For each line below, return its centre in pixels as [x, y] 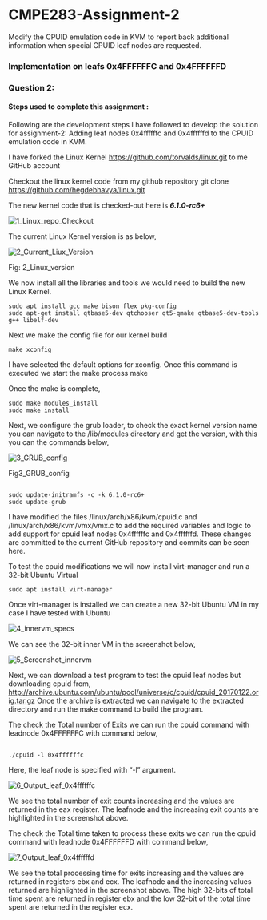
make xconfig [30, 349]
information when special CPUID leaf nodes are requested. [105, 45]
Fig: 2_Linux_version [42, 267]
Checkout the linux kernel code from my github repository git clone [119, 181]
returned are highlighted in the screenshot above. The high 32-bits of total [131, 890]
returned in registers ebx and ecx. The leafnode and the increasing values [130, 881]
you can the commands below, [59, 442]
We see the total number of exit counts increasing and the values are [122, 801]
